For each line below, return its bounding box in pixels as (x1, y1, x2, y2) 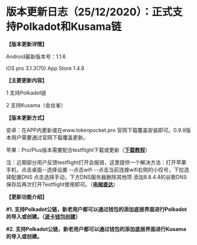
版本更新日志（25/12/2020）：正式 (6, 5, 173, 19)
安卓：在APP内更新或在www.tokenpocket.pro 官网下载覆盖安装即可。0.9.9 (6, 127, 186, 134)
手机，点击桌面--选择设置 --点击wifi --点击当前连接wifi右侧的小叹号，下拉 (6, 166, 185, 173)
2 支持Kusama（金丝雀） (6, 101, 66, 108)
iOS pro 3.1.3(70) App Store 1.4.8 (6, 64, 85, 72)
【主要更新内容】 (6, 77, 47, 84)
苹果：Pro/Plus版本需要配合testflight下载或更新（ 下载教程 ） (6, 146, 151, 153)
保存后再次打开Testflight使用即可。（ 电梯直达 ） (6, 181, 119, 188)
